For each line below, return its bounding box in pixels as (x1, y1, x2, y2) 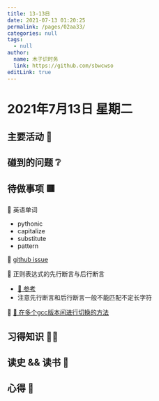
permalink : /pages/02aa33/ (7, 23, 86, 30)
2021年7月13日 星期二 (7, 101, 133, 117)
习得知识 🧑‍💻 (7, 330, 59, 342)
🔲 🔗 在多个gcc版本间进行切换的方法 (7, 308, 109, 316)
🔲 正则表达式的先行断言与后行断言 (7, 270, 105, 278)
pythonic (17, 219, 43, 228)
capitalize (17, 227, 45, 235)
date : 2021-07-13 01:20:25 (7, 17, 86, 24)
